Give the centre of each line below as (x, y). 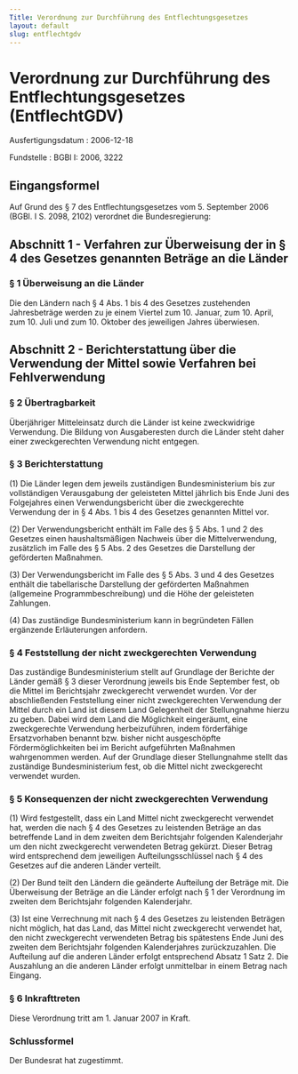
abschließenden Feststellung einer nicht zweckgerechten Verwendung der (145, 701)
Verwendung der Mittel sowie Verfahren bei (133, 364)
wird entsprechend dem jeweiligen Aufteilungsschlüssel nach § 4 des (136, 856)
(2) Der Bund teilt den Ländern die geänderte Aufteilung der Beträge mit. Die (149, 883)
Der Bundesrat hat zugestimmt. (66, 1060)
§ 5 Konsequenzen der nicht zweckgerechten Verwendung (139, 799)
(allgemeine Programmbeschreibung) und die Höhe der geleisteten (132, 593)
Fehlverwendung (57, 377)
